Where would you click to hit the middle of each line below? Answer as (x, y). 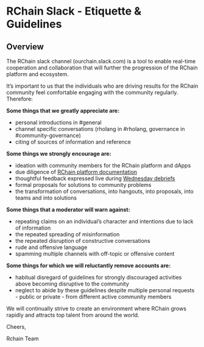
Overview (25, 47)
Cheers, (16, 327)
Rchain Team (23, 338)
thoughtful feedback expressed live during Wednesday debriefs (95, 178)
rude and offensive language (51, 247)
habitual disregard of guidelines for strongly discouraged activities (98, 277)
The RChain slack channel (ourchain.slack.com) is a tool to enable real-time (101, 61)
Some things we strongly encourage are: (59, 154)
